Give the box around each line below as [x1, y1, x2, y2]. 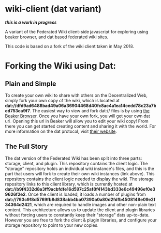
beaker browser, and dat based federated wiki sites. [5, 34, 109, 40]
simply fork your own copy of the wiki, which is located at [5, 97, 120, 103]
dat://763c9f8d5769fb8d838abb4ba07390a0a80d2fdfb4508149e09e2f [5, 196, 156, 202]
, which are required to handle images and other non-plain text [31, 202, 156, 207]
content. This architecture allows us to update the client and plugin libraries [5, 207, 155, 213]
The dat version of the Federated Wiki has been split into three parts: [5, 155, 142, 161]
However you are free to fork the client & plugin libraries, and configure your [5, 217, 157, 223]
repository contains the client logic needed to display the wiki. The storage [5, 176, 154, 182]
